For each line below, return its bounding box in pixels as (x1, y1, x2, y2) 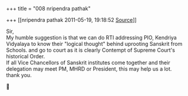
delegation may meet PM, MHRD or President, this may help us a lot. (6, 65, 172, 72)
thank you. (6, 72, 32, 78)
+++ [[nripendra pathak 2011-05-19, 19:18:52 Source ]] (6, 16, 137, 23)
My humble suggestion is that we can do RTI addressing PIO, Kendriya (6, 34, 177, 41)
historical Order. (6, 53, 45, 59)
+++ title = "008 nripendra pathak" (6, 5, 91, 12)
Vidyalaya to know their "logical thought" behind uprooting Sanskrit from (6, 41, 183, 47)
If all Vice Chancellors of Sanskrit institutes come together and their (6, 59, 170, 66)
